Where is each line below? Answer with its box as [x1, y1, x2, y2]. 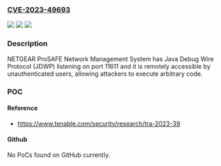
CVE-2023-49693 [7, 5, 71, 15]
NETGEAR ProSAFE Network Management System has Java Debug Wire [7, 54, 214, 63]
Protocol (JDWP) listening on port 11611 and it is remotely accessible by [7, 62, 211, 70]
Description [7, 39, 48, 49]
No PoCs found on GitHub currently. [7, 151, 110, 159]
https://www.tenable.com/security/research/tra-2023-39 [17, 119, 181, 128]
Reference [7, 104, 38, 113]
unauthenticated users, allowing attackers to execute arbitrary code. [7, 69, 203, 78]
